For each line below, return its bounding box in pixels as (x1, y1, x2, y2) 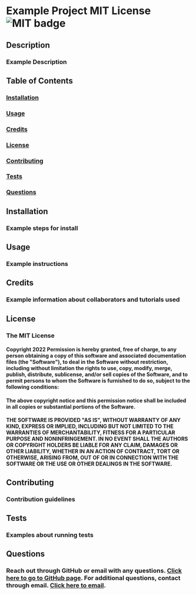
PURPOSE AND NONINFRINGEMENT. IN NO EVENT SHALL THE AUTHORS (6, 436, 188, 443)
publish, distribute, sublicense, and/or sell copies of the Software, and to (6, 371, 188, 378)
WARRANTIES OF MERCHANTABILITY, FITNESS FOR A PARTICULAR (6, 429, 175, 436)
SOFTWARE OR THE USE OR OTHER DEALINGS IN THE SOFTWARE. (6, 460, 172, 467)
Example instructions (6, 260, 69, 268)
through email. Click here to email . (6, 581, 106, 590)
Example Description (6, 58, 67, 66)
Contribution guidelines (6, 495, 75, 503)
